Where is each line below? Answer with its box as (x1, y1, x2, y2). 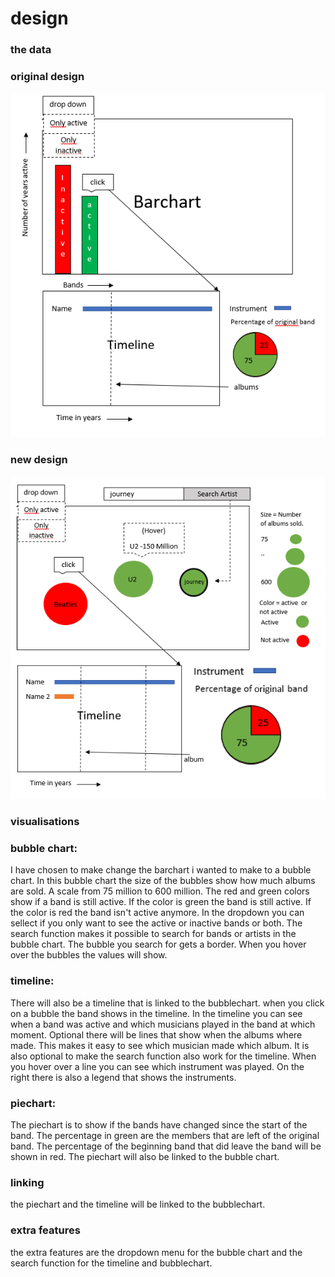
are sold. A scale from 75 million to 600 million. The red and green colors (10, 885, 310, 897)
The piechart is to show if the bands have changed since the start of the (10, 1119, 308, 1131)
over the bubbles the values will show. (10, 949, 168, 961)
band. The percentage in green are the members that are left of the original (10, 1130, 320, 1142)
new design (10, 453, 68, 467)
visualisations (10, 815, 80, 829)
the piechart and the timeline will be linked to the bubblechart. (10, 1198, 266, 1211)
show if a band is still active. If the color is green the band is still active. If (10, 896, 312, 908)
